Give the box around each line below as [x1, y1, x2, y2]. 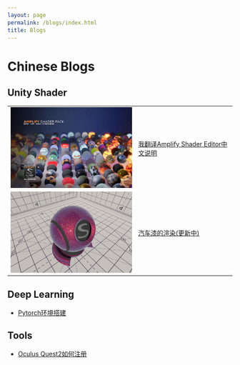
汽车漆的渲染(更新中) [138, 229, 200, 237]
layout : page [7, 11, 46, 19]
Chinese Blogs [7, 58, 95, 74]
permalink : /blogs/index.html [7, 19, 98, 26]
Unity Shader [7, 86, 68, 99]
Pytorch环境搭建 [17, 308, 66, 317]
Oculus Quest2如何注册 [17, 349, 87, 358]
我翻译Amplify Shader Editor [138, 140, 221, 149]
